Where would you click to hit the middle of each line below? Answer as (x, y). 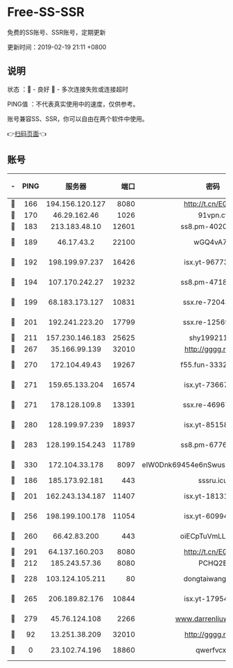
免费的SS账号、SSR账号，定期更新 (57, 32)
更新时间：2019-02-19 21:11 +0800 (57, 47)
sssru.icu (213, 480)
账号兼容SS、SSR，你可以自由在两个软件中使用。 (78, 118)
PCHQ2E (213, 563)
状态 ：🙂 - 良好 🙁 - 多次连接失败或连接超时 (68, 89)
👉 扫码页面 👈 (27, 134)
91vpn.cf (213, 215)
